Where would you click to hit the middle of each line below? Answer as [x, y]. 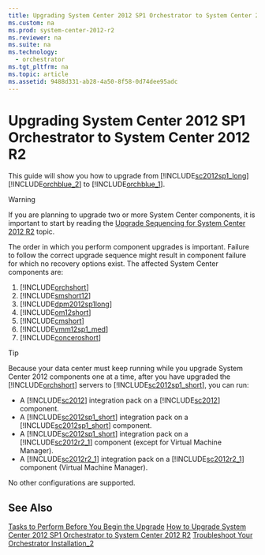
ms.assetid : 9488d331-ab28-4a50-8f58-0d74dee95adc [93, 81]
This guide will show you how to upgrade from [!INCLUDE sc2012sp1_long [127, 176]
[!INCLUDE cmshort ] [52, 321]
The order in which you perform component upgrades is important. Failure [129, 247]
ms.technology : [33, 52]
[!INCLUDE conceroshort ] [60, 338]
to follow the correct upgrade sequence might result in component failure [127, 255]
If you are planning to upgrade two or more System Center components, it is [132, 215]
